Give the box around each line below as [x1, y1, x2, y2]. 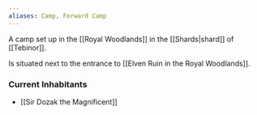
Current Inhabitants [8, 79, 88, 90]
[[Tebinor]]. [8, 42, 47, 53]
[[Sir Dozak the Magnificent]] [19, 96, 118, 106]
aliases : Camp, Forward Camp [8, 11, 107, 20]
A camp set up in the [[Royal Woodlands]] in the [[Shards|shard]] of [8, 34, 234, 44]
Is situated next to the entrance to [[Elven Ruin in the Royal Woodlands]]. [8, 58, 251, 68]
